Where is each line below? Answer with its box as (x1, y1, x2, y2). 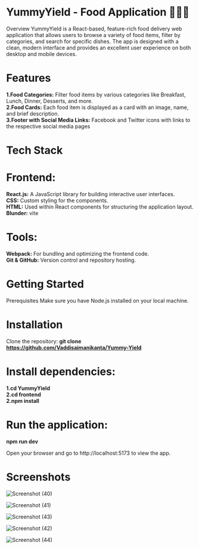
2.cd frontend (6, 390, 41, 398)
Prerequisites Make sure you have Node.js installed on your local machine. (6, 297, 189, 304)
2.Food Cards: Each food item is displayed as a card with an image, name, (6, 104, 189, 111)
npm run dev (6, 438, 39, 445)
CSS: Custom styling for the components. (6, 197, 108, 204)
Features (6, 72, 51, 85)
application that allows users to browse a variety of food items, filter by (6, 31, 181, 38)
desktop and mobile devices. (6, 50, 77, 57)
